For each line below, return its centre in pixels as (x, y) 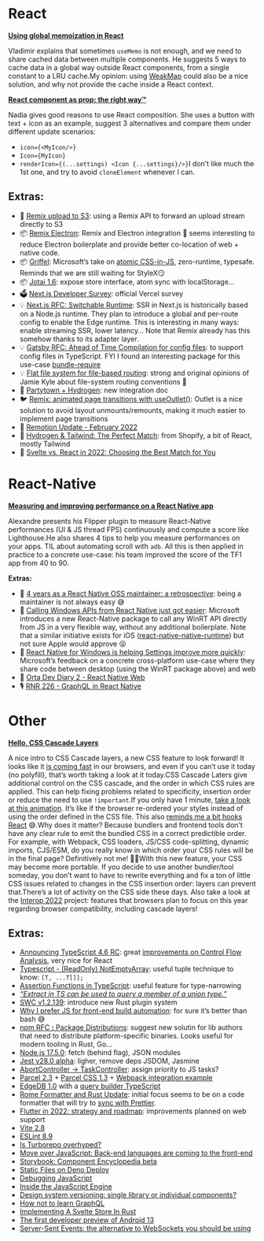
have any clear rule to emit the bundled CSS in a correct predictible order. (127, 833)
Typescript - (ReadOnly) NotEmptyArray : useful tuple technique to (126, 969)
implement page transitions (64, 418)
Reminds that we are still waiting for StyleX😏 (92, 273)
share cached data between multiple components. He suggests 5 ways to (127, 59)
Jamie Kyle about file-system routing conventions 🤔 (103, 381)
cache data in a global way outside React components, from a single (119, 67)
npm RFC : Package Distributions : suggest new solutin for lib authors (131, 1027)
